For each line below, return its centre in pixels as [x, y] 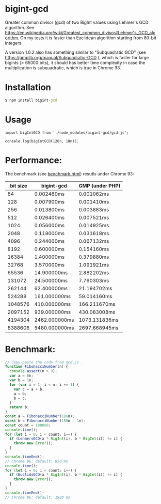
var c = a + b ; [29, 389]
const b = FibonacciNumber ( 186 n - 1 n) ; [45, 421]
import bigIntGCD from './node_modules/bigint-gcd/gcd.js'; [67, 133]
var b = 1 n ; [22, 380]
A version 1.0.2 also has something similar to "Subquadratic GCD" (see [76, 52]
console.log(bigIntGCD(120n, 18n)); [42, 141]
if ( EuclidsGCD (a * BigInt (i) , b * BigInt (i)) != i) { [66, 475]
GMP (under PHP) [100, 186]
